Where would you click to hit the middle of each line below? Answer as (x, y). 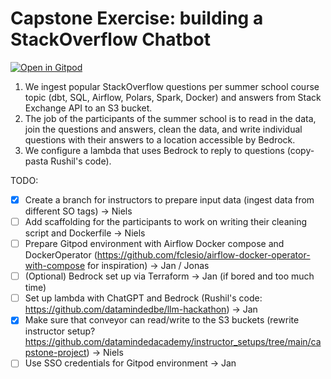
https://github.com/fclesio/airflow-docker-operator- (203, 255)
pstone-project (55, 353)
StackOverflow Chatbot (110, 39)
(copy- (300, 150)
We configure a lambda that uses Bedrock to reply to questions (154, 150)
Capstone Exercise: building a (137, 18)
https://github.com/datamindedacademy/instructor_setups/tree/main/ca (173, 342)
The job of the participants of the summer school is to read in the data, (170, 118)
